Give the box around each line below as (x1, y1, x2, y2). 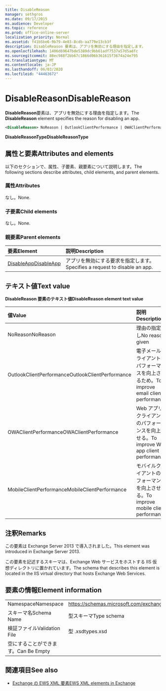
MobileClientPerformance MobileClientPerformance (7, 486, 127, 493)
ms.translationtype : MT (5, 58, 54, 63)
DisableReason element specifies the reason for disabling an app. (5, 115, 140, 121)
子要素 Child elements (5, 208, 58, 215)
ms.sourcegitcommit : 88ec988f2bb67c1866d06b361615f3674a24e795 (5, 53, 138, 58)
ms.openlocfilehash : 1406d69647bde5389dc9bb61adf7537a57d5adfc (5, 48, 138, 53)
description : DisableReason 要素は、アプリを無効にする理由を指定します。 (5, 44, 146, 49)
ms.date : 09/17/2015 (5, 16, 48, 21)
